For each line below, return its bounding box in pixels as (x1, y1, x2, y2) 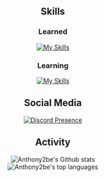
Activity (35, 136, 70, 148)
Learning (37, 60, 69, 70)
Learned (38, 27, 68, 37)
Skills (40, 6, 66, 18)
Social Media (23, 97, 82, 109)
